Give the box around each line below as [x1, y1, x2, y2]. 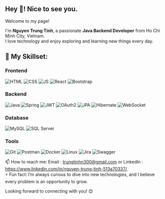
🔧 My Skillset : [5, 52, 48, 61]
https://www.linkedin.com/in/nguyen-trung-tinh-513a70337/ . [5, 166, 128, 172]
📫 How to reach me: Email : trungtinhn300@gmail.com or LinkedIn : [5, 159, 143, 165]
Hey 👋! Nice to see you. [5, 5, 78, 13]
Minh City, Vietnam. [5, 33, 45, 39]
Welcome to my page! [5, 18, 50, 24]
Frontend [5, 67, 28, 74]
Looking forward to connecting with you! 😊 [5, 188, 94, 194]
